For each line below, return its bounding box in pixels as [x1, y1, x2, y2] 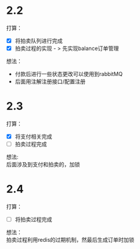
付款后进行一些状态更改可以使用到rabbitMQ [14, 71, 123, 78]
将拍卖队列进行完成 [14, 37, 63, 44]
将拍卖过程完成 [14, 216, 52, 223]
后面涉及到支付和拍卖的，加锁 [6, 161, 80, 168]
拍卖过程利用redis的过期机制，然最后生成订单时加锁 [6, 236, 135, 244]
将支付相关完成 [14, 133, 52, 140]
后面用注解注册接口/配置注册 [14, 78, 86, 85]
